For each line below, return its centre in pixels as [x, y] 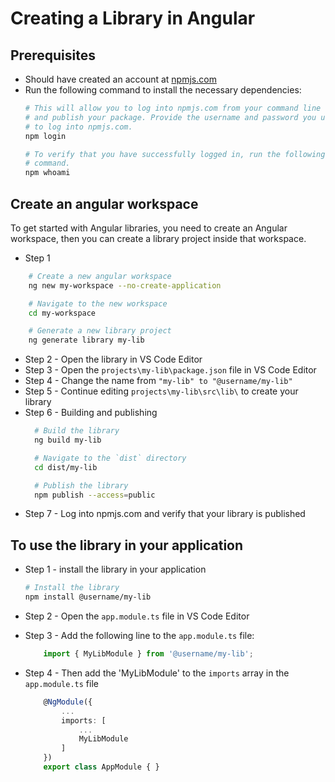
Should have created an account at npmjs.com [120, 79]
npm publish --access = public [95, 495]
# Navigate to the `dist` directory [110, 458]
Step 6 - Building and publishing [91, 413]
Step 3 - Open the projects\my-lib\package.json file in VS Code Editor [170, 370]
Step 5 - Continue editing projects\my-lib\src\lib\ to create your [161, 391]
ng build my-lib [68, 440]
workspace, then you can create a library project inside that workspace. [158, 238]
